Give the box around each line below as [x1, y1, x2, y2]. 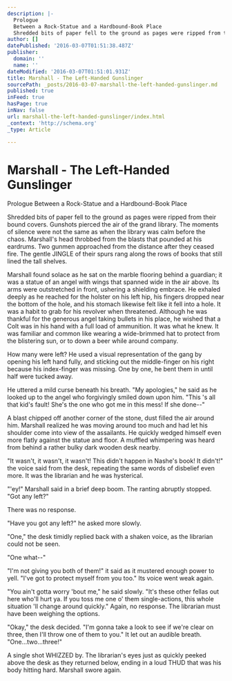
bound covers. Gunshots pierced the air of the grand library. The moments [7, 220, 219, 229]
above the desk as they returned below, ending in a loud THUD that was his [7, 659, 222, 667]
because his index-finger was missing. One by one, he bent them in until [7, 365, 213, 373]
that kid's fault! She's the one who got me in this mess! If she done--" [7, 400, 205, 409]
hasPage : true [7, 100, 48, 107]
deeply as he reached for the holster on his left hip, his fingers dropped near [7, 292, 224, 301]
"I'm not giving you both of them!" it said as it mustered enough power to [7, 567, 215, 575]
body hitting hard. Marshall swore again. [7, 666, 122, 674]
